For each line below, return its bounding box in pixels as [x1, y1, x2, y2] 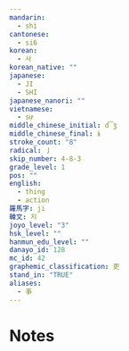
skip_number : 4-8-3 [9, 154, 82, 163]
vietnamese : [9, 104, 53, 113]
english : [9, 180, 42, 188]
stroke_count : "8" [9, 138, 77, 146]
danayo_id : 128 [9, 246, 66, 255]
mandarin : [9, 13, 46, 22]
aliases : [9, 279, 42, 288]
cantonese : [9, 29, 50, 38]
